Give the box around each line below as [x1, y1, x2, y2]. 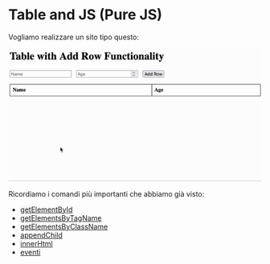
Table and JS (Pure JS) [8, 6, 163, 24]
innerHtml [19, 238, 54, 248]
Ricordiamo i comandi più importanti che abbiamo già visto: [8, 189, 205, 198]
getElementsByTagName [19, 213, 102, 222]
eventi [19, 247, 41, 257]
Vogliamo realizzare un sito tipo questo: [8, 32, 139, 42]
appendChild [19, 230, 63, 240]
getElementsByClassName [19, 221, 108, 231]
